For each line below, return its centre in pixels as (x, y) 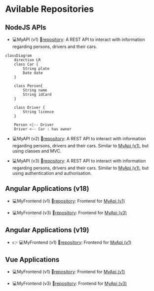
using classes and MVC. (37, 151)
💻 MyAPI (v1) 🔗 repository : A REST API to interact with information (78, 40)
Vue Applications (32, 260)
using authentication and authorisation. (52, 173)
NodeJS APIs (26, 27)
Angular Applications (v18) (47, 189)
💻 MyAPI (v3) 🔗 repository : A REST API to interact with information (79, 161)
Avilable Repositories (50, 9)
